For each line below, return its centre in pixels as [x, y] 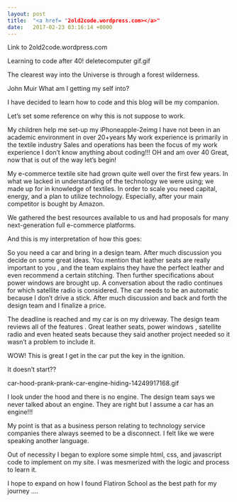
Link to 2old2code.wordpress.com [57, 48]
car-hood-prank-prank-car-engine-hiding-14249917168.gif [93, 383]
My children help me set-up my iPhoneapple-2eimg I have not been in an [114, 130]
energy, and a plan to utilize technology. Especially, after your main [105, 197]
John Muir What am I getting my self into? [68, 89]
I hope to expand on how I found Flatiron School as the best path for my [112, 484]
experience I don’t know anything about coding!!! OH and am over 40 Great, [118, 153]
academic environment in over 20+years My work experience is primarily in [118, 137]
